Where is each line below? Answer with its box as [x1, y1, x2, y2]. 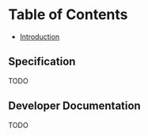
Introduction [19, 32, 60, 41]
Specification [8, 55, 76, 68]
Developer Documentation [8, 99, 141, 113]
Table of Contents [8, 6, 128, 24]
